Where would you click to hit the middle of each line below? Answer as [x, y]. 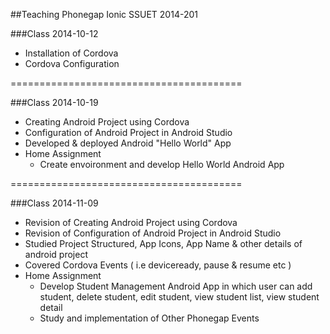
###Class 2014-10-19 [54, 102]
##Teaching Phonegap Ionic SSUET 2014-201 [104, 14]
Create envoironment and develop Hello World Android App [162, 164]
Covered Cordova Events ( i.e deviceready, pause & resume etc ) [158, 265]
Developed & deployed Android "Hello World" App [128, 143]
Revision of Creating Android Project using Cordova [131, 222]
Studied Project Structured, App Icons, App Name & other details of [163, 243]
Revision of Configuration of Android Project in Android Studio [153, 233]
